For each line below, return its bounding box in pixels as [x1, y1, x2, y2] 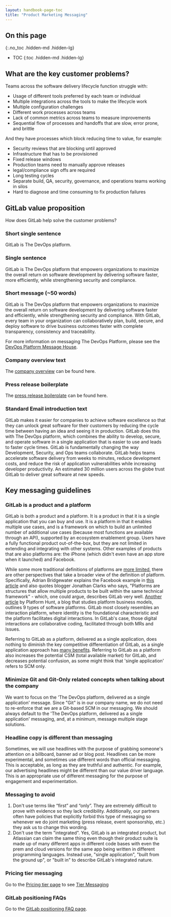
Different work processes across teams [12, 109, 96, 116]
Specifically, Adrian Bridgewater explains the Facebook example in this [5, 577, 155, 584]
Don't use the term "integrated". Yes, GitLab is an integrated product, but [12, 830, 166, 836]
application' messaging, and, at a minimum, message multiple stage [5, 715, 148, 722]
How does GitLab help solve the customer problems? [5, 217, 117, 223]
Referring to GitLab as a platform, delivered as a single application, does [5, 636, 157, 642]
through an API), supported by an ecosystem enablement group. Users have [5, 535, 166, 541]
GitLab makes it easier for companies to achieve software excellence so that [5, 417, 166, 423]
